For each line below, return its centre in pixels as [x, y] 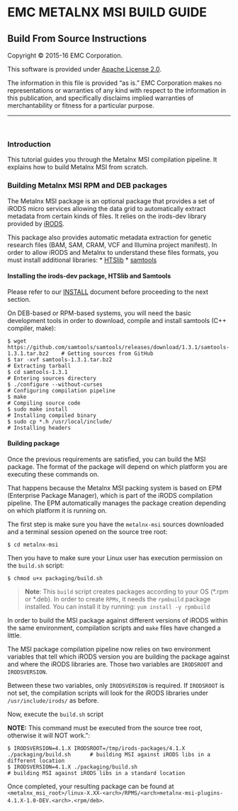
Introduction [29, 144]
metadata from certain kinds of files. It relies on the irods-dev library [107, 216]
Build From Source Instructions [77, 39]
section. [19, 299]
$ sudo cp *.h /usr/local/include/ [60, 421]
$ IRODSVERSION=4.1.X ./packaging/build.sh [73, 767]
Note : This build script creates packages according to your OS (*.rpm [126, 591]
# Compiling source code [44, 403]
